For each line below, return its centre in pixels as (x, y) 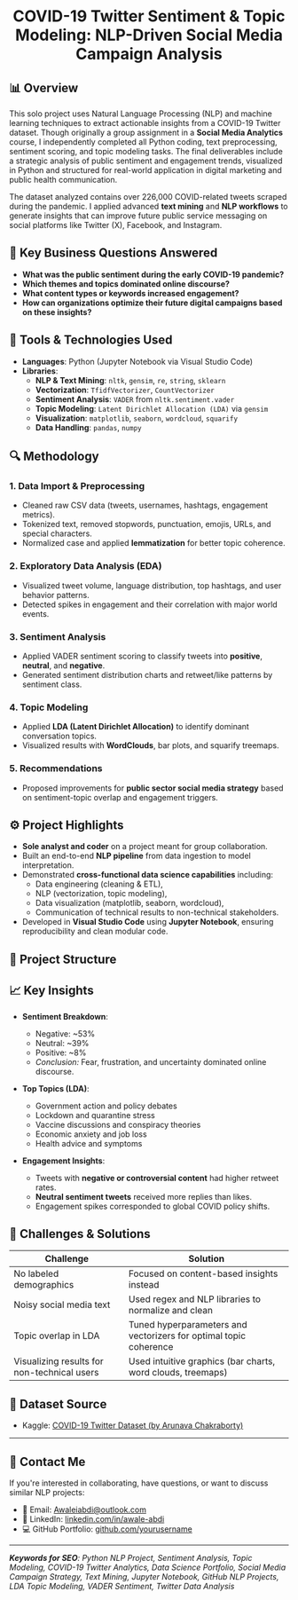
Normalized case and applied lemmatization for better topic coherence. (153, 543)
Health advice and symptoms (89, 1143)
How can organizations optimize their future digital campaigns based (152, 303)
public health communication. (63, 180)
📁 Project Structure (63, 959)
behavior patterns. (56, 595)
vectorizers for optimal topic (187, 1336)
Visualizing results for (59, 1361)
